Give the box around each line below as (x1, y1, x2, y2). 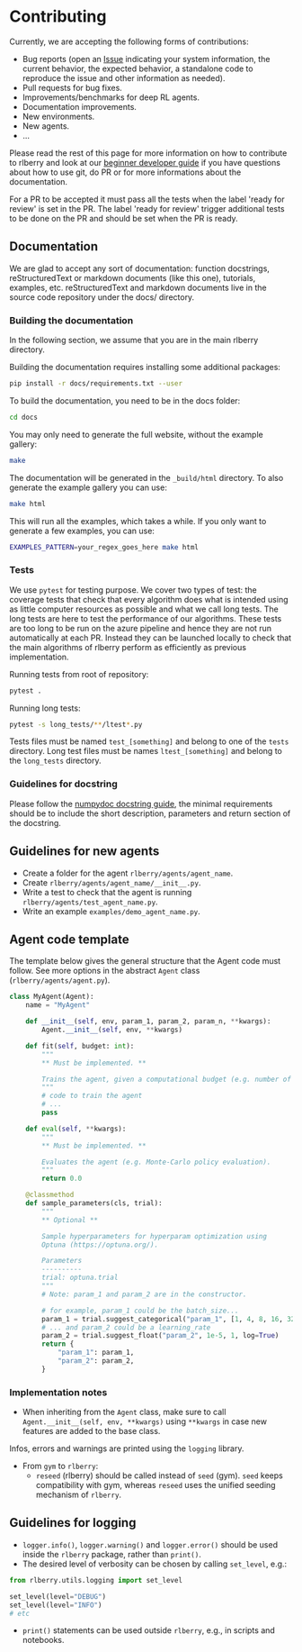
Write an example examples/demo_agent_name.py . (22, 905, 200, 916)
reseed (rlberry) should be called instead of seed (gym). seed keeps (35, 1470, 283, 1481)
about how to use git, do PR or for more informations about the (9, 167, 242, 177)
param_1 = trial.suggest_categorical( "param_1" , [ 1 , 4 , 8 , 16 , (41, 1314, 283, 1323)
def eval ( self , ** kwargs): (25, 1124, 127, 1133)
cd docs (9, 413, 39, 422)
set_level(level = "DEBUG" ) (9, 1592, 106, 1601)
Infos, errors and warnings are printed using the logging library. (9, 1443, 244, 1454)
